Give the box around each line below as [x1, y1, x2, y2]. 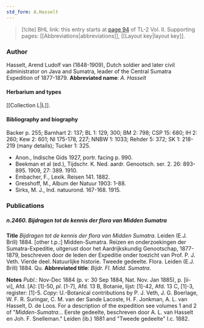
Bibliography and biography [6, 115, 78, 123]
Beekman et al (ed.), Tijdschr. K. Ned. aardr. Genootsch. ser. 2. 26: [15, 160, 182, 168]
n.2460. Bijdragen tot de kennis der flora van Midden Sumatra [6, 216, 167, 224]
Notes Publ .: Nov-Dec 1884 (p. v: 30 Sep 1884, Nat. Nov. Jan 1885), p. [6, 276, 183, 283]
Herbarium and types [6, 88, 62, 95]
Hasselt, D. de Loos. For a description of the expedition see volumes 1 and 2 [6, 302, 197, 310]
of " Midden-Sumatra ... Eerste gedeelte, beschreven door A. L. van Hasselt [6, 308, 194, 316]
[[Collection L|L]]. [6, 102, 51, 109]
